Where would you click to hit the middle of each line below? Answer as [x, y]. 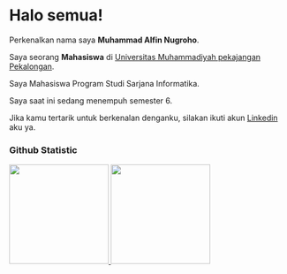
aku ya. [23, 127]
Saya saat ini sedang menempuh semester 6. [91, 100]
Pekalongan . [32, 66]
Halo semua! [56, 15]
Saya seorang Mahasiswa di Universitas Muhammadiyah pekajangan [135, 57]
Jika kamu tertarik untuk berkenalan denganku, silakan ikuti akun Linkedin [143, 118]
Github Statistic [43, 149]
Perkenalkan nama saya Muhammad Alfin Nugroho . [104, 40]
